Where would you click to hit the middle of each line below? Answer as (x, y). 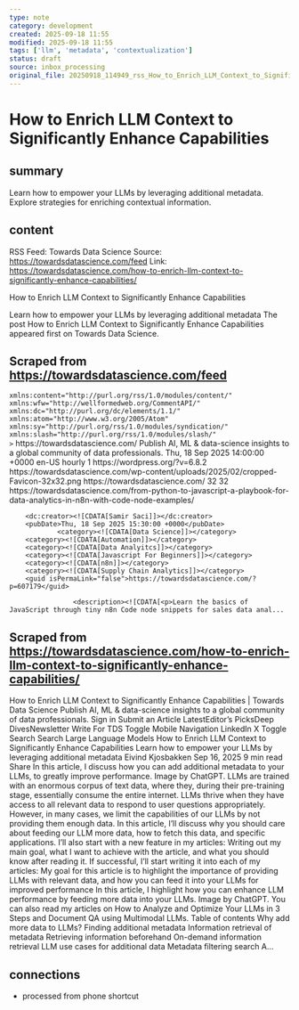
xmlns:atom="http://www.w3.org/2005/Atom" (89, 419)
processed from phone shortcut (81, 996)
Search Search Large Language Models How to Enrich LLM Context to (138, 738)
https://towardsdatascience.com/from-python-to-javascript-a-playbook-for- (149, 491)
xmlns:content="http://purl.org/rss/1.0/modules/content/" (121, 396)
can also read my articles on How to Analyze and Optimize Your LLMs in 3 (145, 908)
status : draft (36, 59)
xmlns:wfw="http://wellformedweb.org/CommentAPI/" (105, 403)
